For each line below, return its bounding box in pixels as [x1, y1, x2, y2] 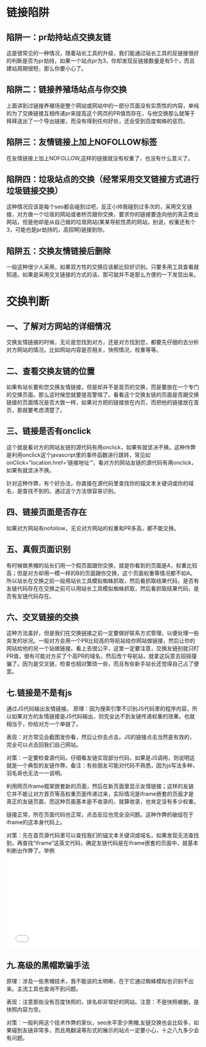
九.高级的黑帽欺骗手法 [6, 960, 90, 970]
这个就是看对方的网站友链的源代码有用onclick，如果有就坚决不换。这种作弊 [6, 443, 196, 451]
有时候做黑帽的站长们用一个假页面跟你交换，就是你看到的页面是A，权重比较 [6, 561, 197, 569]
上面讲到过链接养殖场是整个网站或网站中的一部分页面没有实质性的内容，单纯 [6, 102, 199, 109]
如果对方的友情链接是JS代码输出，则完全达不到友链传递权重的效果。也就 [11, 713, 195, 720]
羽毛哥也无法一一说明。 [6, 769, 65, 777]
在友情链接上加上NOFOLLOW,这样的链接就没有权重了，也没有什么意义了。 [6, 154, 194, 162]
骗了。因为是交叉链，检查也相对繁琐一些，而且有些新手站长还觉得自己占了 [6, 660, 194, 668]
